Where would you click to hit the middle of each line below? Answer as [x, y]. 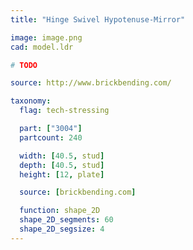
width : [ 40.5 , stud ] [62, 156]
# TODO [24, 65]
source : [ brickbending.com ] [78, 192]
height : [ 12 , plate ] [62, 174]
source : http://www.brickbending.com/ [91, 83]
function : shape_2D [60, 211]
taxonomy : [31, 101]
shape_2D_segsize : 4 [62, 229]
